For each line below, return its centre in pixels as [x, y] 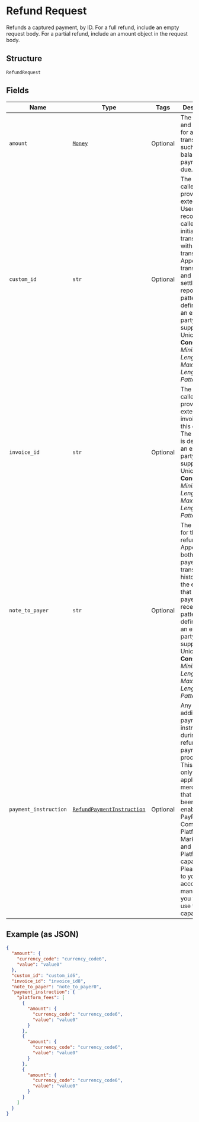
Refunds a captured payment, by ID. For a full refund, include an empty [93, 27]
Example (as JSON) [42, 934]
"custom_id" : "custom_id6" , [46, 975]
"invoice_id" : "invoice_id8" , [49, 981]
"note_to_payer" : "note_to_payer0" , [57, 987]
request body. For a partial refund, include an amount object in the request [97, 33]
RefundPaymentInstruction [109, 809]
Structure [24, 59]
